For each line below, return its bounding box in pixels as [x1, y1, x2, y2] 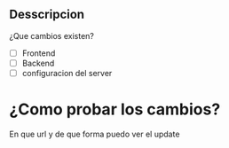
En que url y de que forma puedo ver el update [9, 129, 180, 139]
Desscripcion [9, 7, 85, 22]
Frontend [21, 48, 56, 58]
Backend [21, 58, 55, 68]
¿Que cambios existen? [9, 30, 95, 41]
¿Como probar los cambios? [9, 99, 221, 120]
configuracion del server [21, 67, 113, 78]
